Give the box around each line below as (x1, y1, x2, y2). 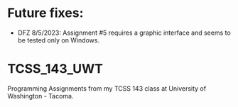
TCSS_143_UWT (7, 61, 104, 77)
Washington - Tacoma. (7, 91, 74, 100)
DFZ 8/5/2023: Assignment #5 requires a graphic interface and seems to (17, 28, 231, 37)
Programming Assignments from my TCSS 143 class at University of (7, 84, 207, 93)
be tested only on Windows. (17, 35, 100, 44)
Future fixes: (7, 5, 84, 21)
